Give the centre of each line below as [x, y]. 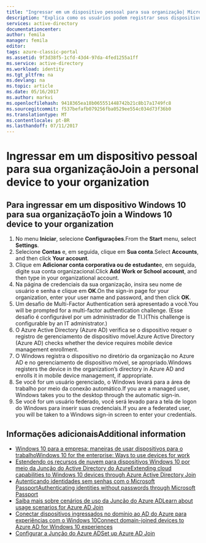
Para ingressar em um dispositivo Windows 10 [96, 205]
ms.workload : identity [35, 69]
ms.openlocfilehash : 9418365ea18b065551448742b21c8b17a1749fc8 [89, 103]
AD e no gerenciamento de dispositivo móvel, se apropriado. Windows [103, 363]
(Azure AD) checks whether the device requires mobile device [94, 343]
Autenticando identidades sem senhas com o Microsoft [85, 481]
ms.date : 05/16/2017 [33, 92]
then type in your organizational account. [67, 278]
